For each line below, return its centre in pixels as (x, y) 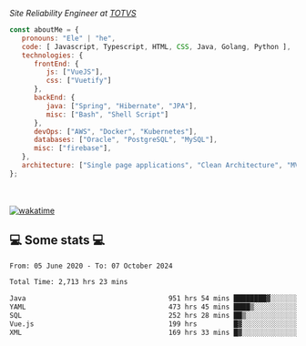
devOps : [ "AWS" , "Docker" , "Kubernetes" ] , (115, 131)
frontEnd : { (56, 64)
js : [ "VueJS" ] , (75, 72)
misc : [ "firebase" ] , (72, 148)
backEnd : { (54, 97)
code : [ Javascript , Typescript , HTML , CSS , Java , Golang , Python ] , (156, 46)
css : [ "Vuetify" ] (79, 81)
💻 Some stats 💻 (57, 240)
